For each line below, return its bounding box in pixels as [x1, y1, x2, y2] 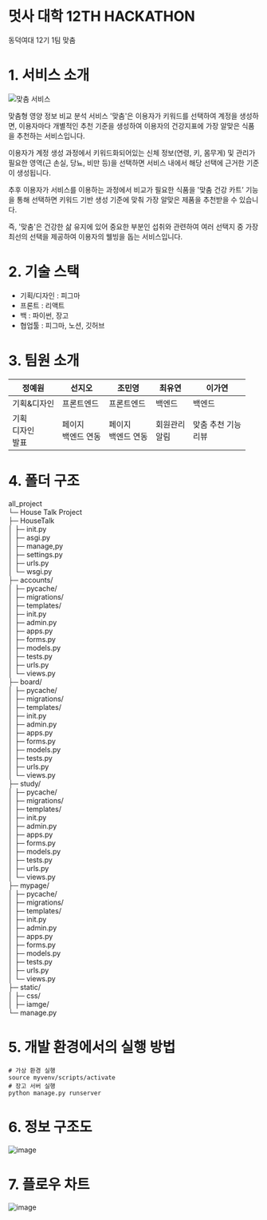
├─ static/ [8, 982, 41, 992]
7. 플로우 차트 [8, 1175, 90, 1194]
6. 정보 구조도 [8, 1118, 92, 1136]
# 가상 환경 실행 [8, 1067, 56, 1075]
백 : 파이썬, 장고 [19, 311, 69, 320]
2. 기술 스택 [8, 263, 80, 281]
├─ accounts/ [8, 575, 53, 584]
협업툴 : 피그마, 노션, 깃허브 [19, 320, 105, 330]
